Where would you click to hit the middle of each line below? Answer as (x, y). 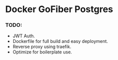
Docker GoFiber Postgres (59, 9)
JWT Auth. (24, 36)
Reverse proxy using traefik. (42, 47)
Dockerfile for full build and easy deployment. (60, 41)
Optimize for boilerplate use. (42, 52)
